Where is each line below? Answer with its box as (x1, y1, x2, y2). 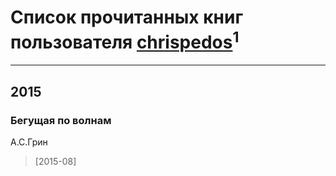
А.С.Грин (10, 136, 48, 148)
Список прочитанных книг (10, 6, 244, 29)
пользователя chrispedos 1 (10, 27, 240, 54)
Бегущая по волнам (10, 113, 112, 127)
